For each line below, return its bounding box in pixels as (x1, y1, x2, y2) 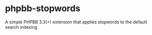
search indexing (5, 24, 38, 30)
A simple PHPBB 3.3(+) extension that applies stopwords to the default (5, 19, 148, 25)
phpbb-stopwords (5, 3, 81, 14)
